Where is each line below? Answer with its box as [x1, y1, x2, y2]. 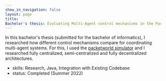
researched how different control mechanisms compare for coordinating [5, 40, 152, 46]
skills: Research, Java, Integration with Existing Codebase [12, 65, 130, 71]
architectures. [5, 55, 34, 62]
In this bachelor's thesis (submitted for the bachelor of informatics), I [5, 35, 145, 40]
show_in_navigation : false [5, 7, 61, 12]
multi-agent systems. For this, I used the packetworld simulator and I [5, 45, 145, 51]
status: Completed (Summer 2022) [12, 70, 83, 77]
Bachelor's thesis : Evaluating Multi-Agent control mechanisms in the [5, 21, 154, 26]
